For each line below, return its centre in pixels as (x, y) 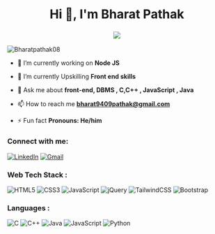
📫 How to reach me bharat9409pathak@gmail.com (94, 104)
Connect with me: (38, 141)
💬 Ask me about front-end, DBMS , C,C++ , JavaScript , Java (105, 90)
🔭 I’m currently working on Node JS (68, 63)
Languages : (29, 208)
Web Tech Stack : (37, 175)
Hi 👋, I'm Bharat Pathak (117, 14)
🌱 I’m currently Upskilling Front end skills (77, 77)
